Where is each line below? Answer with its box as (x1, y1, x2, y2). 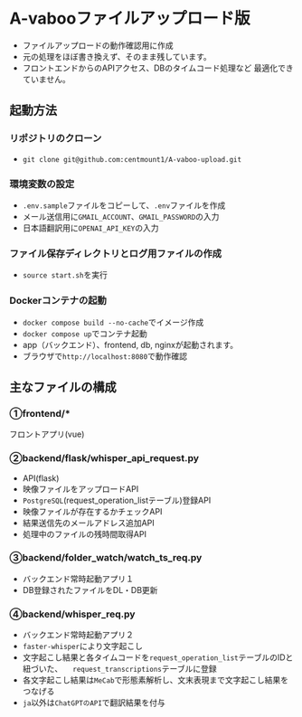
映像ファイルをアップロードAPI (22, 483, 139, 494)
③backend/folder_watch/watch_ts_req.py (9, 552, 203, 564)
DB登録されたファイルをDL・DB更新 (22, 584, 158, 595)
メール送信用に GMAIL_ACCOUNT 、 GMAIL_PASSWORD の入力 (22, 211, 220, 222)
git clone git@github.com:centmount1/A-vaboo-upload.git (22, 155, 242, 164)
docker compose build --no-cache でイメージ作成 (22, 316, 204, 327)
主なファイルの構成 (9, 379, 117, 394)
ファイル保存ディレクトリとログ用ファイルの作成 (9, 247, 222, 259)
